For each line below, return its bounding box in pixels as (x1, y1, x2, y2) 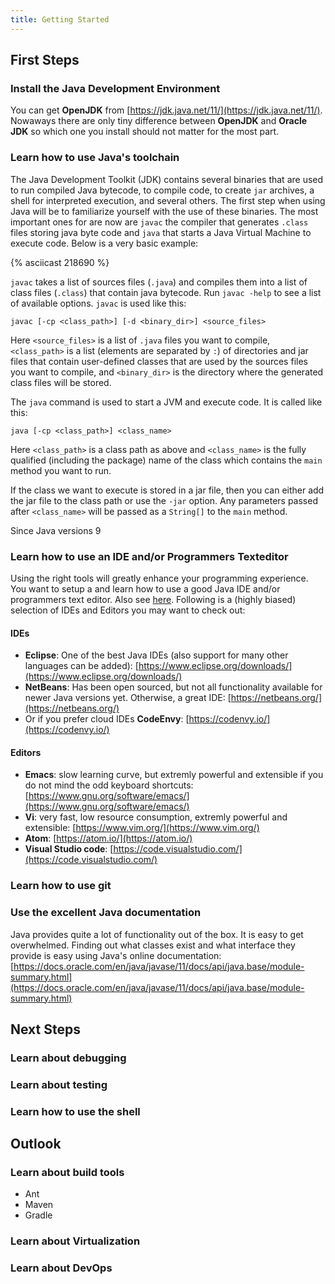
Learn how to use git (10, 879, 112, 893)
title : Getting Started (10, 14, 110, 25)
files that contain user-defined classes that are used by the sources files (10, 355, 308, 367)
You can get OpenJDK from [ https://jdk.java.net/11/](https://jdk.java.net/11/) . (10, 104, 323, 116)
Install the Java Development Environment (10, 81, 221, 95)
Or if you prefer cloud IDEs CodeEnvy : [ (24, 713, 190, 725)
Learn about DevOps (10, 1261, 113, 1275)
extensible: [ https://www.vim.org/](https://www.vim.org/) (24, 822, 260, 834)
